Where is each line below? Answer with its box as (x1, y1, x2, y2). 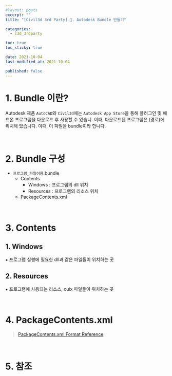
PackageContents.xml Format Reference (17, 331, 104, 337)
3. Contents (5, 222, 56, 234)
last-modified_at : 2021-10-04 (5, 59, 70, 64)
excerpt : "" (5, 12, 31, 17)
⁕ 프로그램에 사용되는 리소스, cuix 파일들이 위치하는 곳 (5, 286, 114, 292)
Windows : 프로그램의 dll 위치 (28, 182, 88, 188)
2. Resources (5, 272, 48, 280)
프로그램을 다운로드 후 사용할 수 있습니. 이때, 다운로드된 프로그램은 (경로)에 (14, 117, 165, 123)
